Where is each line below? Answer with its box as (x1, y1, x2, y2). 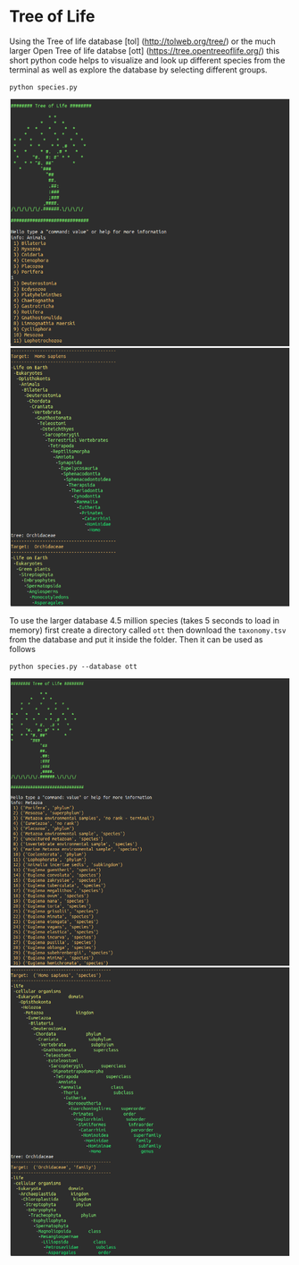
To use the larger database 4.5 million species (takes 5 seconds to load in (9, 615, 279, 625)
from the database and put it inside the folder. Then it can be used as (9, 633, 263, 645)
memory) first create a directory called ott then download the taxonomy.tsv (9, 624, 287, 635)
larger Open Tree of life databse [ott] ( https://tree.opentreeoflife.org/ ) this (9, 45, 280, 55)
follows (9, 643, 36, 654)
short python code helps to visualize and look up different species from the (9, 55, 286, 65)
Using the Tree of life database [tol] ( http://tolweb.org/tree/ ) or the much (9, 36, 276, 47)
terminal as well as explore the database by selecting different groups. (9, 64, 268, 75)
